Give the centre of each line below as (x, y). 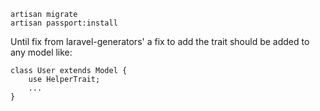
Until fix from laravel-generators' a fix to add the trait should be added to (160, 41)
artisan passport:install (64, 23)
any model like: (41, 52)
